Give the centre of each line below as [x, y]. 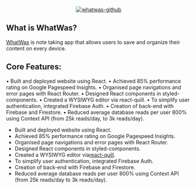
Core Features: [34, 67]
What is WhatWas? [42, 28]
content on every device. [36, 48]
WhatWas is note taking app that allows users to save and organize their [93, 42]
